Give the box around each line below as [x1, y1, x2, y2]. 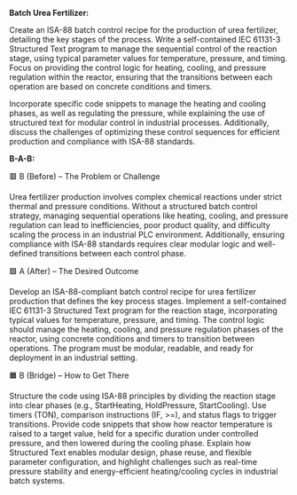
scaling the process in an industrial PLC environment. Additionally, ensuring [9, 230, 285, 240]
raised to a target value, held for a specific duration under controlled [9, 428, 259, 438]
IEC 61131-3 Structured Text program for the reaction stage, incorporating [9, 305, 277, 316]
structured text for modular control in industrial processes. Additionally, [9, 117, 270, 128]
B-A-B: [9, 153, 35, 163]
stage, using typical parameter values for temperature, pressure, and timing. [9, 53, 288, 63]
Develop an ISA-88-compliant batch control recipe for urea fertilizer [9, 287, 257, 296]
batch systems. [9, 475, 66, 486]
